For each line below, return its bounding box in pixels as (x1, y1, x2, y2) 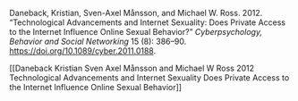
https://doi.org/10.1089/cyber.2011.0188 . (9, 46, 157, 56)
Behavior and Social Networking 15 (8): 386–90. (9, 36, 187, 46)
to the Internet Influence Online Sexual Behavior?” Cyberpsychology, (9, 27, 262, 37)
